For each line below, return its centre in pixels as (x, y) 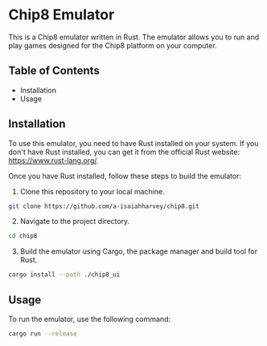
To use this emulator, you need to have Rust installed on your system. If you (133, 143)
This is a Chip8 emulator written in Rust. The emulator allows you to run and (134, 37)
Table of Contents (54, 71)
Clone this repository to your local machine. (92, 191)
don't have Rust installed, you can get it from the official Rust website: (124, 152)
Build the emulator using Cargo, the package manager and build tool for (139, 251)
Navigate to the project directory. (75, 222)
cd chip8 (23, 236)
